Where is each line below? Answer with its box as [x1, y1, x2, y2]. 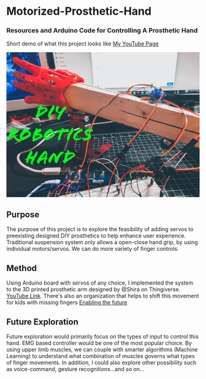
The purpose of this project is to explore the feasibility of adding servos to [6, 226, 194, 233]
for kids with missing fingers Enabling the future [6, 299, 128, 306]
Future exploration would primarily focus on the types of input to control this [6, 332, 199, 340]
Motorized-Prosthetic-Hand [6, 4, 152, 18]
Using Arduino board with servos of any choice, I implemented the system [6, 279, 194, 286]
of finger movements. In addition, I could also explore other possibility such [6, 359, 197, 366]
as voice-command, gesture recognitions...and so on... [6, 365, 145, 372]
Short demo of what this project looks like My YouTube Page [6, 40, 159, 47]
